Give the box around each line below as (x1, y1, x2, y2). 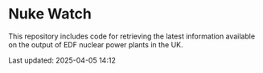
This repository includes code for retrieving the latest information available (8, 31, 256, 41)
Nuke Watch (8, 5, 92, 23)
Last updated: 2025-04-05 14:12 (8, 55, 117, 65)
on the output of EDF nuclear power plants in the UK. (8, 39, 183, 49)
